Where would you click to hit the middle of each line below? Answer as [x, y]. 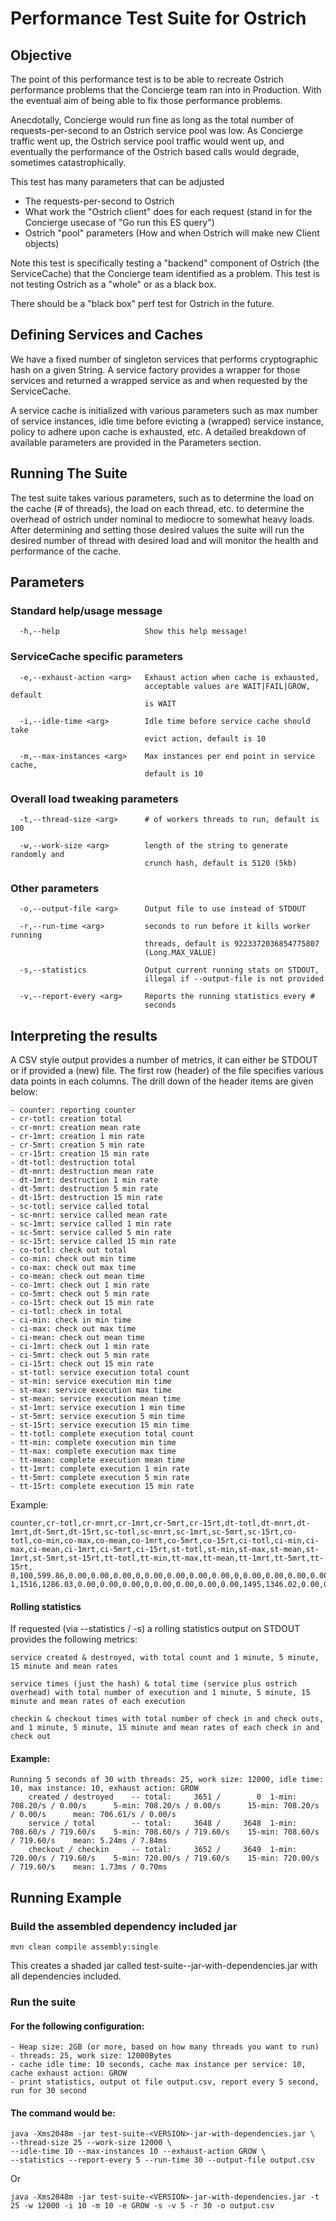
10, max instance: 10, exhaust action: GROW [104, 1788]
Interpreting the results [84, 1035]
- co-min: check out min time [73, 1259]
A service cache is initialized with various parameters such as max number [164, 410]
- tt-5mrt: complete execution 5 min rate [100, 1478]
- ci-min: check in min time [71, 1320]
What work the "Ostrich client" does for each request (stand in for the [168, 211]
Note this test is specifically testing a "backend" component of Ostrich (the [165, 263]
